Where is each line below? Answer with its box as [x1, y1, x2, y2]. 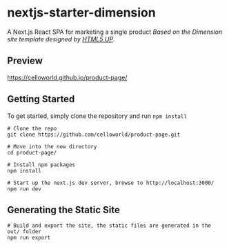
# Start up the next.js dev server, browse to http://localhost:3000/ [7, 179, 215, 186]
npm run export [7, 235, 51, 241]
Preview [7, 55, 43, 67]
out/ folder [7, 228, 41, 235]
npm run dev [7, 185, 41, 192]
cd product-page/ [7, 149, 57, 156]
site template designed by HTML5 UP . [7, 34, 115, 43]
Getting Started [7, 93, 75, 105]
